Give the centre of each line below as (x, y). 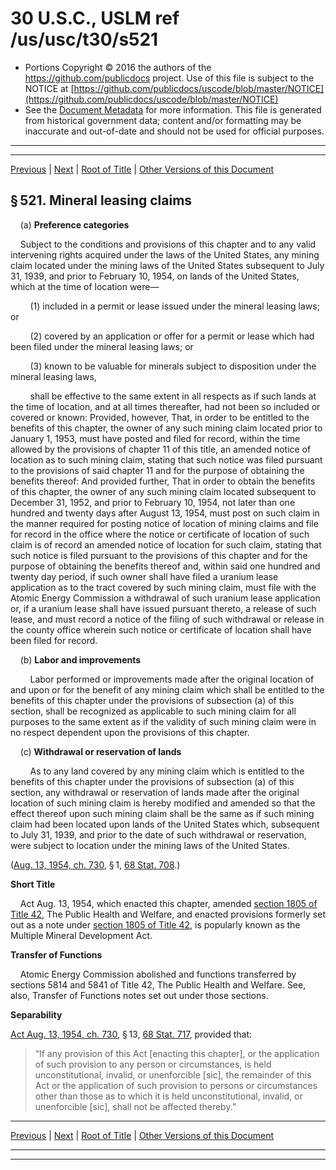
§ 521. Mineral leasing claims (101, 200)
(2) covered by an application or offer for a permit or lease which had (172, 336)
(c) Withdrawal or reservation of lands (100, 751)
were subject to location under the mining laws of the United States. (150, 845)
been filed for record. (54, 640)
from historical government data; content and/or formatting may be (163, 120)
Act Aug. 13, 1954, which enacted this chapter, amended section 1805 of (168, 903)
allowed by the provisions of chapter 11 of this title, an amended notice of (161, 449)
